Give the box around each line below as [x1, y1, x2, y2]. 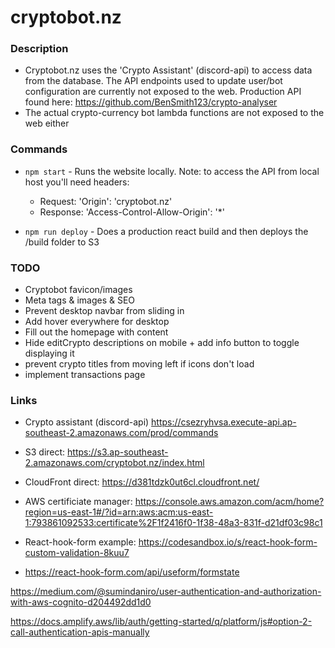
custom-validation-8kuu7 [24, 547, 130, 559]
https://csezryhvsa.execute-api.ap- [151, 416, 297, 428]
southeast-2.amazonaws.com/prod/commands [24, 427, 219, 439]
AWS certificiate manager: [24, 496, 133, 508]
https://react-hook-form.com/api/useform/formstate [24, 566, 240, 578]
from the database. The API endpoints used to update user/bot [24, 75, 283, 87]
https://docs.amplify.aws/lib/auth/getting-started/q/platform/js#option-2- [10, 616, 313, 628]
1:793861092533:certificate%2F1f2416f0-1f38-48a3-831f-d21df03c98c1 [24, 517, 323, 529]
